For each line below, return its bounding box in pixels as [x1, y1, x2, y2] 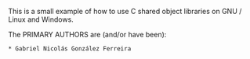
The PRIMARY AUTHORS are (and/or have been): [8, 30, 167, 39]
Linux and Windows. [8, 15, 74, 24]
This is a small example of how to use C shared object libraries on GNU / [8, 7, 242, 16]
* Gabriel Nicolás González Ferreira [8, 45, 132, 53]
